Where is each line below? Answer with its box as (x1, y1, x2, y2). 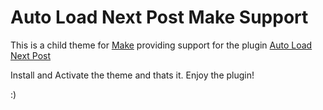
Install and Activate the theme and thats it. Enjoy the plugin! (10, 69, 255, 81)
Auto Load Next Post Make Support (10, 6, 309, 29)
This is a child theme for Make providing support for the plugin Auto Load (10, 39, 313, 51)
